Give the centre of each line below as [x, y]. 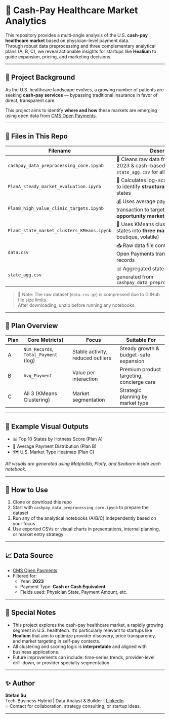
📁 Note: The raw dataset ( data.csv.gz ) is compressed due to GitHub [89, 294]
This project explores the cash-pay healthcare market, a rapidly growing [88, 625]
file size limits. [32, 300]
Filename [60, 151]
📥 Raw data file [135, 245]
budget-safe [135, 355]
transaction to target [140, 209]
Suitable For [141, 340]
